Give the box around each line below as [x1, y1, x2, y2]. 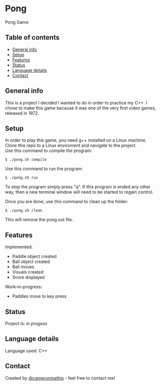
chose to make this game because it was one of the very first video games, [5, 105, 156, 111]
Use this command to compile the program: [5, 148, 92, 154]
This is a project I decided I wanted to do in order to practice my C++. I [5, 100, 147, 105]
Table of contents [5, 33, 60, 42]
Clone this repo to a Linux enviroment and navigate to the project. [5, 143, 137, 149]
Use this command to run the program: [5, 166, 83, 172]
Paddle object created [12, 254, 57, 259]
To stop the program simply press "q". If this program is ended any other [5, 184, 151, 190]
